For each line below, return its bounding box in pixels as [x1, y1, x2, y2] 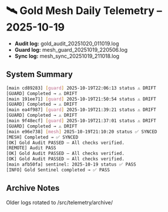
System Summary [6, 69, 73, 79]
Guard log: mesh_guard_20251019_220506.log [14, 46, 128, 53]
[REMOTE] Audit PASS [6, 145, 57, 151]
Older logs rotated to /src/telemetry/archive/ [6, 198, 113, 206]
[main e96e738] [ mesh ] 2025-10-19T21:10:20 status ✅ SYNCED [6, 129, 157, 134]
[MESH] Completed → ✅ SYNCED [6, 134, 79, 140]
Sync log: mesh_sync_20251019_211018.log [14, 52, 119, 59]
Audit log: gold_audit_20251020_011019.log [14, 40, 119, 47]
